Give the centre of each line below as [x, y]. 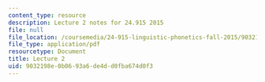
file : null [26, 30]
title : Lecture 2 [37, 59]
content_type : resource [47, 15]
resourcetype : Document [47, 52]
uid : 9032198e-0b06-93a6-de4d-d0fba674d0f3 [81, 66]
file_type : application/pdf [54, 45]
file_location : [33, 37]
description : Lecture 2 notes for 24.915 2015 [86, 23]
